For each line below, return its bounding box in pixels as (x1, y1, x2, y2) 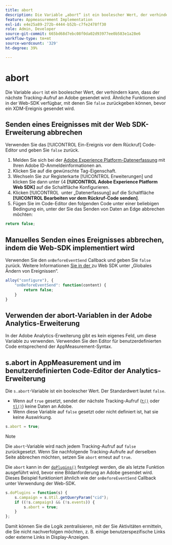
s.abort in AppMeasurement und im (5, 358, 121, 367)
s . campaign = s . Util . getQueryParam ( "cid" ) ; (14, 495, 109, 500)
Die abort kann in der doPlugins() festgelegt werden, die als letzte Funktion (5, 464, 165, 470)
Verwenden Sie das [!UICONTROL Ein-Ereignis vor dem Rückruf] (5, 142, 142, 148)
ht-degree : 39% (5, 46, 38, 51)
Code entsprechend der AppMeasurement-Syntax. (5, 343, 113, 350)
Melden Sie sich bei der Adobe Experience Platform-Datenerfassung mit (12, 157, 165, 163)
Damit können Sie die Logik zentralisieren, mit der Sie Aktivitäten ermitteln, (5, 523, 163, 530)
